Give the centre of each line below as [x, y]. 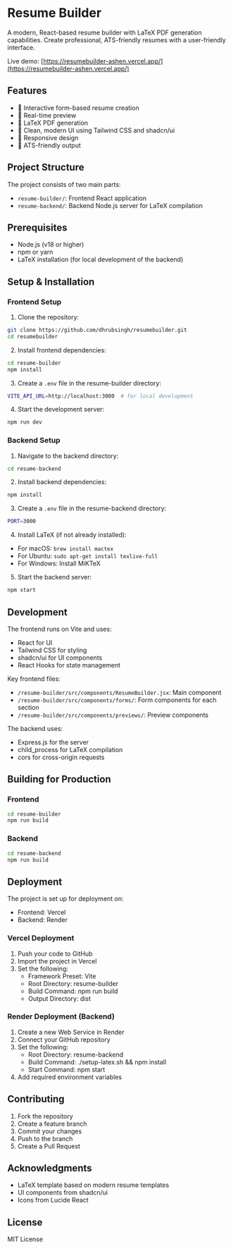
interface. [21, 47]
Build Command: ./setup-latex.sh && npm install [97, 1062]
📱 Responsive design [48, 137]
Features [27, 91]
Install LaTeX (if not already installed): [72, 535]
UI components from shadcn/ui [62, 1193]
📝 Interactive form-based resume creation [78, 108]
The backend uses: [35, 728]
